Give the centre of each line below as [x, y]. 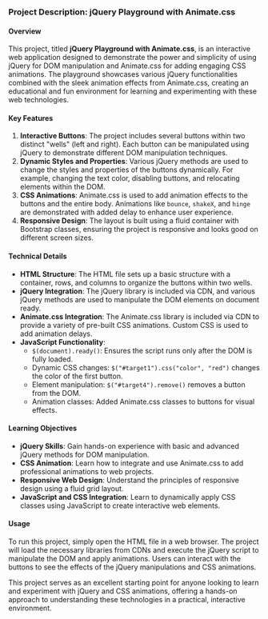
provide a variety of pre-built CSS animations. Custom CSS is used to [134, 325]
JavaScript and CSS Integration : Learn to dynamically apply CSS [128, 497]
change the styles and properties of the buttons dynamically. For [126, 170]
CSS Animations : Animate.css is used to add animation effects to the [134, 195]
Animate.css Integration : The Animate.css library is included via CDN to [140, 316]
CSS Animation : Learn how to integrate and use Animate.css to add [132, 463]
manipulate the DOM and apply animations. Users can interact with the [125, 558]
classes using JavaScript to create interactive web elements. [120, 505]
